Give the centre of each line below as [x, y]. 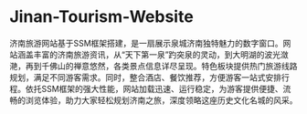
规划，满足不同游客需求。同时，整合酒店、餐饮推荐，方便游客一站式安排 [145, 77]
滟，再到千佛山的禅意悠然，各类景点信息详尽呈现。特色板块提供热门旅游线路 [153, 66]
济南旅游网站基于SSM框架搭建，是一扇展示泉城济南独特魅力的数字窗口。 [146, 43]
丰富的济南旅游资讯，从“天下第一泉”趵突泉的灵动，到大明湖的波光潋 [161, 54]
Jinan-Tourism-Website [101, 17]
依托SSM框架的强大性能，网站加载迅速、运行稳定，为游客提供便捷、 [154, 88]
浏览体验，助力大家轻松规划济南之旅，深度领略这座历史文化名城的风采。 [161, 100]
